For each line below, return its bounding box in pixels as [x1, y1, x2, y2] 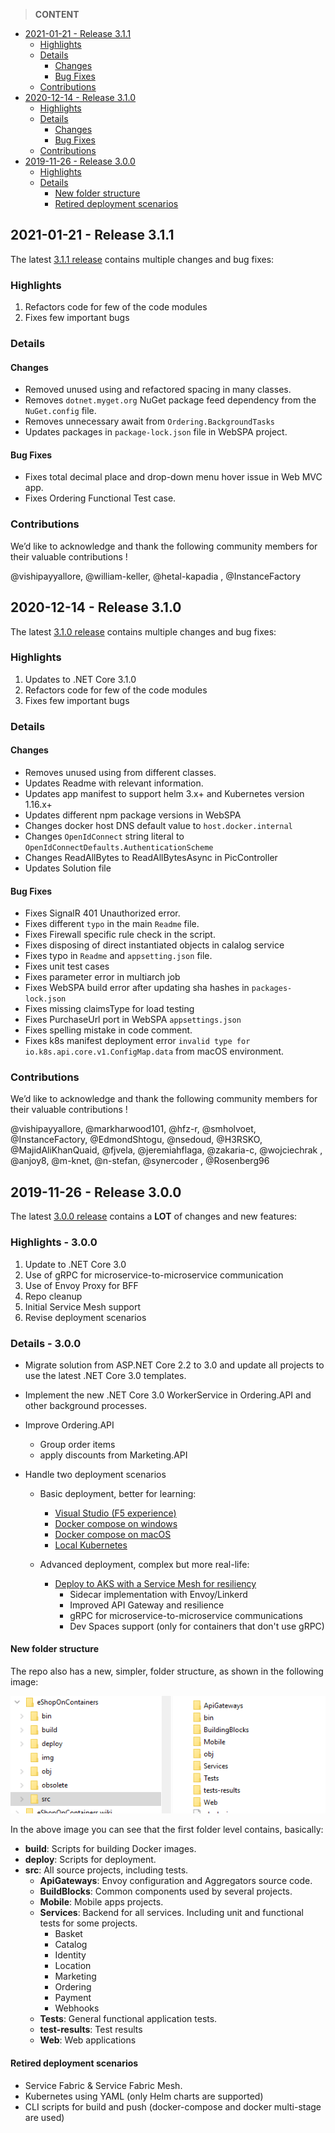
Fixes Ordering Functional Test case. [24, 492, 177, 504]
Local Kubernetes [54, 1539, 128, 1551]
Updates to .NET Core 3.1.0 [24, 673, 137, 685]
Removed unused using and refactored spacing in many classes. [24, 384, 292, 396]
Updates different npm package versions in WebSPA [24, 809, 242, 821]
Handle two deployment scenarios [24, 1468, 167, 1480]
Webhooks [54, 2002, 100, 2014]
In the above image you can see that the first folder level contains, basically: [10, 1824, 324, 1836]
